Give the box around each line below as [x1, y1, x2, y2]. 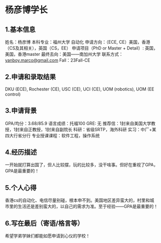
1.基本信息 [5, 25, 36, 34]
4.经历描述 [5, 148, 37, 156]
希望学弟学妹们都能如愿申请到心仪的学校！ [5, 233, 90, 239]
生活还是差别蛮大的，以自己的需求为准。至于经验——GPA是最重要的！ [17, 204, 159, 209]
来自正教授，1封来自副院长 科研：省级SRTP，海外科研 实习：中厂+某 [19, 126, 157, 132]
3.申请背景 [5, 106, 37, 115]
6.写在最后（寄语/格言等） [5, 219, 84, 227]
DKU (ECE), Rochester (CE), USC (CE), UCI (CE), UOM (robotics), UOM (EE [5, 86, 154, 92]
